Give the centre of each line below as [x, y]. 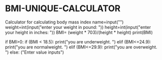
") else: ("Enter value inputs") [35, 52]
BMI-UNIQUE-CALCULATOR [63, 9]
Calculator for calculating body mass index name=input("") [64, 22]
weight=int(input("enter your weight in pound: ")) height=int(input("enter [78, 27]
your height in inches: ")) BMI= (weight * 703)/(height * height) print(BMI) [79, 32]
